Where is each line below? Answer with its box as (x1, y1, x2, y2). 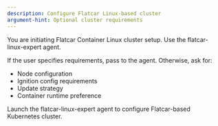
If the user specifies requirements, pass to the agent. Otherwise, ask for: (7, 56, 212, 64)
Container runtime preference (17, 91, 102, 100)
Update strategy (17, 84, 63, 92)
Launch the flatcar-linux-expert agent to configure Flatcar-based (7, 105, 191, 113)
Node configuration (17, 70, 73, 78)
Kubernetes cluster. (7, 112, 63, 120)
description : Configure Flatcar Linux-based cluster (7, 10, 162, 17)
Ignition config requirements (17, 76, 98, 85)
